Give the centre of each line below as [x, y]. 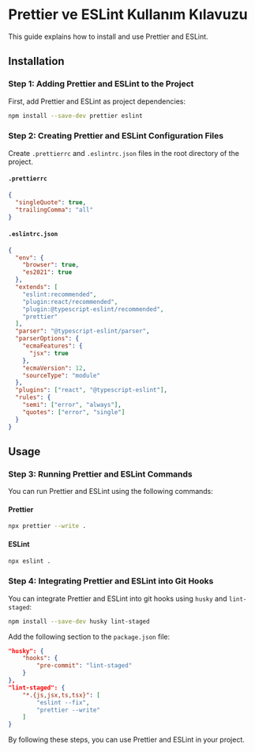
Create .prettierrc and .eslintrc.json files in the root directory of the [124, 153]
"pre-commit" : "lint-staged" [84, 666]
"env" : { [30, 258]
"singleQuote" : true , [51, 202]
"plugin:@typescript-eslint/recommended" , [93, 309]
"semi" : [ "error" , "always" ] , [72, 405]
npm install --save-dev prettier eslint [76, 116]
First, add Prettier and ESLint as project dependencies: [97, 101]
